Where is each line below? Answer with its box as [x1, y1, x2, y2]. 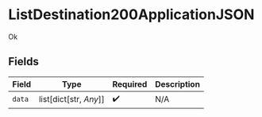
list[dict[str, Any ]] [38, 94, 105, 105]
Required [112, 78, 148, 89]
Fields [8, 55, 40, 68]
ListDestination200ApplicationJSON [8, 6, 255, 24]
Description [154, 78, 201, 89]
